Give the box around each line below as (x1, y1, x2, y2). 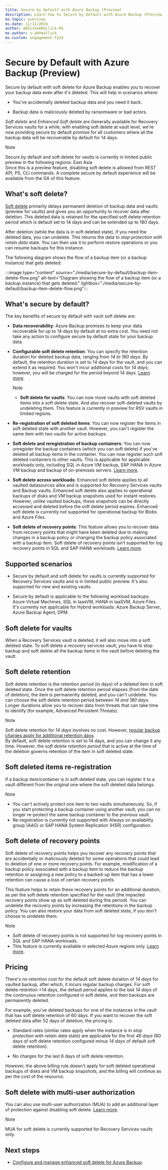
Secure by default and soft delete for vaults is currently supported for (12, 573, 156, 579)
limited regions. (19, 410, 52, 416)
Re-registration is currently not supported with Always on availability (12, 817, 153, 823)
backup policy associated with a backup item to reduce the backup (5, 866, 143, 872)
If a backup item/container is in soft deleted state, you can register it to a (5, 776, 155, 782)
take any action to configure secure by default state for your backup (12, 334, 153, 340)
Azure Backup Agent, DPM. (12, 609, 69, 615)
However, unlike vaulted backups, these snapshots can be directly (12, 498, 149, 504)
